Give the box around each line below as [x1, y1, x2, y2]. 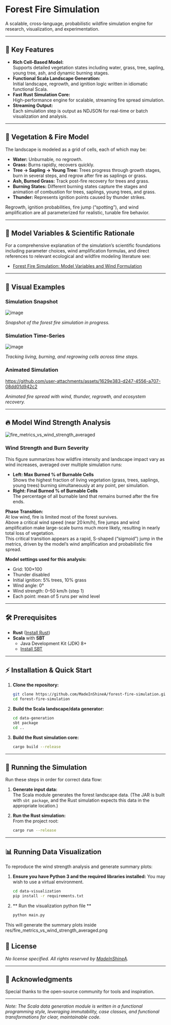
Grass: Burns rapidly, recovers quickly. [12, 162, 95, 168]
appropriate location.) [12, 803, 59, 809]
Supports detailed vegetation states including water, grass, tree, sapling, [12, 64, 165, 70]
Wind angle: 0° [12, 582, 44, 588]
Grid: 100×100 [12, 566, 42, 572]
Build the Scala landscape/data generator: [12, 706, 104, 712]
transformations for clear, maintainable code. [5, 1014, 101, 1020]
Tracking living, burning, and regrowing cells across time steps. [5, 353, 139, 360]
